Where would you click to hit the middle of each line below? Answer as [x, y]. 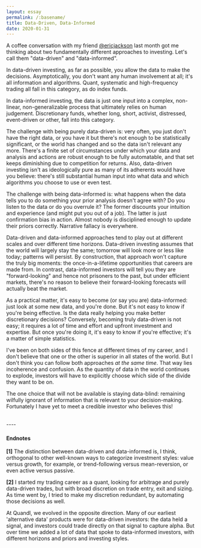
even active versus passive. [40, 471]
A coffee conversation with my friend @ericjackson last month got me [92, 46]
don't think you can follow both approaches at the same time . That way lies [99, 363]
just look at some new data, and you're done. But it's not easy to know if [95, 307]
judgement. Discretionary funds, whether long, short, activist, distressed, [97, 113]
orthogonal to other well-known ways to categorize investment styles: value [100, 458]
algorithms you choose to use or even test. [59, 182]
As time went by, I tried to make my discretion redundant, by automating [95, 495]
